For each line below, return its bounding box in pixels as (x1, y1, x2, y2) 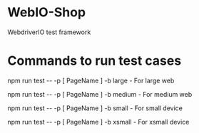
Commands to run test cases (7, 53, 182, 69)
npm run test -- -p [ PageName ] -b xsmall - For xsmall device (7, 117, 190, 126)
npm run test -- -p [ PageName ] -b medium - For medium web (7, 90, 193, 98)
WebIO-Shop (7, 4, 86, 21)
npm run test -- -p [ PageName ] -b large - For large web (7, 76, 175, 85)
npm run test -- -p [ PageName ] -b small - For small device (7, 104, 183, 112)
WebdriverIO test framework (7, 28, 91, 36)
